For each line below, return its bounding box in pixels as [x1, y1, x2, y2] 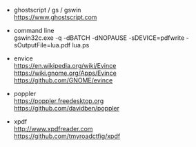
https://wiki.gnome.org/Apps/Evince [13, 69, 117, 77]
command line [13, 27, 55, 34]
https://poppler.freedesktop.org [13, 97, 104, 105]
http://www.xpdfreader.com [13, 125, 93, 133]
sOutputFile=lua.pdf [13, 41, 71, 49]
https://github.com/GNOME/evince [13, 76, 113, 84]
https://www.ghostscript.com [13, 13, 97, 21]
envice [13, 54, 33, 63]
